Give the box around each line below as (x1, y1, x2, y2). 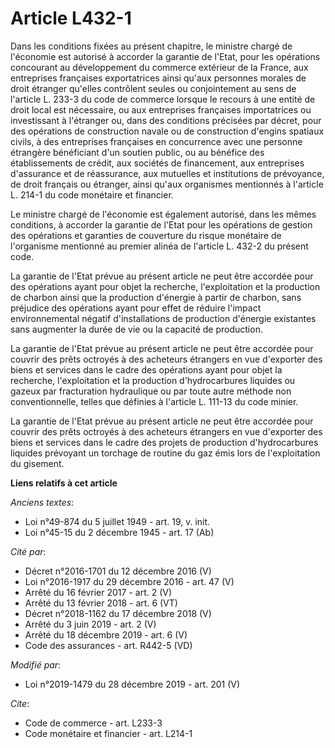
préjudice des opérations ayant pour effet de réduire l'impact (10, 302, 262, 314)
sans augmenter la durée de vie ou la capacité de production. (10, 323, 263, 335)
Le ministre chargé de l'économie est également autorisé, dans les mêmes (10, 208, 317, 220)
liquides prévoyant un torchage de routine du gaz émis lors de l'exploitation (10, 447, 321, 459)
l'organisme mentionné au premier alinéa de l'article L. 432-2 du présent (10, 240, 309, 252)
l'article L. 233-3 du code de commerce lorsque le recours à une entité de (10, 93, 316, 105)
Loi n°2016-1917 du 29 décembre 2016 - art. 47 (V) (24, 575, 235, 587)
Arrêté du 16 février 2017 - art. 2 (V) (24, 586, 173, 598)
